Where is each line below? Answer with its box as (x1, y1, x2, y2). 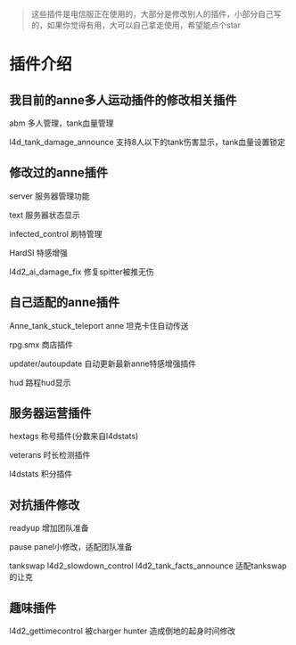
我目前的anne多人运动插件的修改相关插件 (9, 93, 237, 108)
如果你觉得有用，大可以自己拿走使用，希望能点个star (46, 20, 241, 30)
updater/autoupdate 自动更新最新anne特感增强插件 (9, 358, 197, 369)
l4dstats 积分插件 (9, 469, 73, 479)
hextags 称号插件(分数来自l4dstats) (9, 431, 139, 442)
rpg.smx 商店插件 (9, 339, 73, 350)
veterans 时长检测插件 (9, 450, 91, 461)
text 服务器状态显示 (9, 209, 80, 220)
